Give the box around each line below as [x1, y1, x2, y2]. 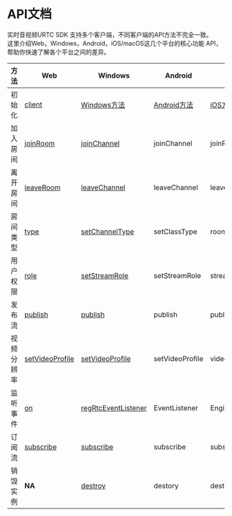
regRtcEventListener [81, 403, 147, 412]
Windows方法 [81, 100, 126, 109]
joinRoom [24, 138, 55, 148]
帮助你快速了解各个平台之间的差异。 [7, 48, 110, 56]
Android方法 [153, 100, 193, 109]
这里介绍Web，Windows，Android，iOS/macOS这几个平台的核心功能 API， [7, 39, 222, 47]
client [24, 100, 43, 109]
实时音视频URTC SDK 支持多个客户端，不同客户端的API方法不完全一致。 [7, 30, 213, 39]
